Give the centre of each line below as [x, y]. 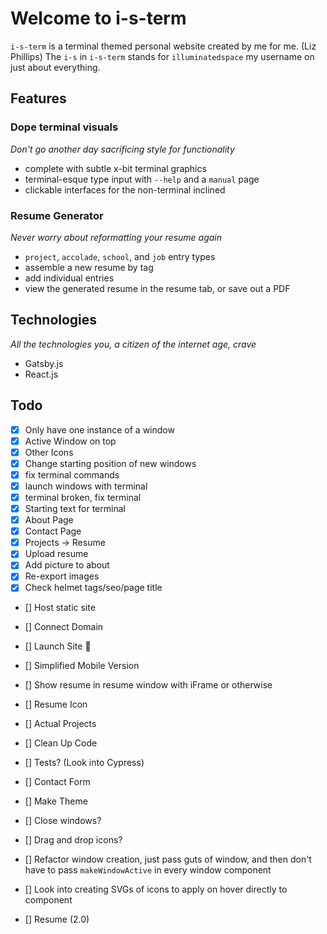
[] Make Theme [56, 801]
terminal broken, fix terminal [83, 497]
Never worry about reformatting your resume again [116, 237]
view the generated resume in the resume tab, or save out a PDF [157, 288]
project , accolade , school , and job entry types [120, 256]
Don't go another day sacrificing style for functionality [122, 149]
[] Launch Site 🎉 [58, 646]
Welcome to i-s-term [98, 18]
